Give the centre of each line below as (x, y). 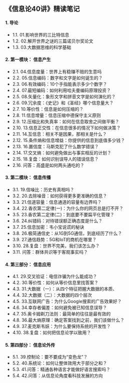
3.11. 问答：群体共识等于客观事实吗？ (50, 252)
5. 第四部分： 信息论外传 (30, 345)
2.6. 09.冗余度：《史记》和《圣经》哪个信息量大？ (63, 103)
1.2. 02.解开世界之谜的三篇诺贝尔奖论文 (53, 41)
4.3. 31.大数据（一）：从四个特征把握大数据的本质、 (65, 289)
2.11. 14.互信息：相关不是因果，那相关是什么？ (59, 134)
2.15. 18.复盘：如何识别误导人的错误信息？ (55, 159)
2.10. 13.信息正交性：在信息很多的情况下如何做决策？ (66, 128)
